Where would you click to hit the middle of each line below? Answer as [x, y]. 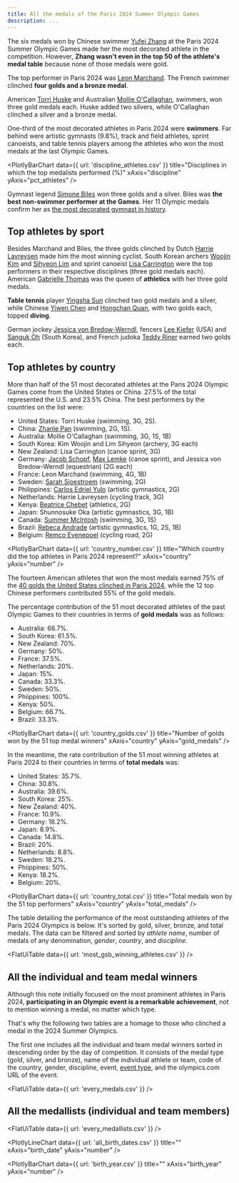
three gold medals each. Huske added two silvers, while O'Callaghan [108, 107]
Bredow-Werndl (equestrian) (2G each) [75, 467]
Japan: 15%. [36, 674]
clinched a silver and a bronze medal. [62, 114]
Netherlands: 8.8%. [46, 852]
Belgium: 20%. [40, 883]
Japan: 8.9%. [37, 829]
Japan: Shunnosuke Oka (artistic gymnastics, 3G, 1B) [96, 513]
